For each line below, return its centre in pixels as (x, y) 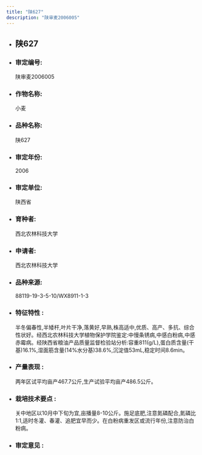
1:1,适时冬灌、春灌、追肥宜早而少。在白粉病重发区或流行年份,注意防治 (102, 421)
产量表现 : (29, 367)
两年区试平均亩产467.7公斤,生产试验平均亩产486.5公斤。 (86, 381)
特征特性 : (29, 313)
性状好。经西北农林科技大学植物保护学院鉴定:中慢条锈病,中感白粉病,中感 (105, 335)
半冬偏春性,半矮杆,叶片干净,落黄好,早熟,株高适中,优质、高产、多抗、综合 (105, 327)
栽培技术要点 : (35, 399)
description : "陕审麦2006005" (43, 18)
